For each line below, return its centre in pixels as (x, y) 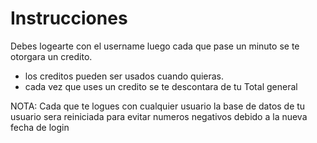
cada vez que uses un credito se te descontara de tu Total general (161, 86)
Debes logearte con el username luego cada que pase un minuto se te (155, 46)
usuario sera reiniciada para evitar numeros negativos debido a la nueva (159, 116)
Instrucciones (69, 18)
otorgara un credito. (51, 56)
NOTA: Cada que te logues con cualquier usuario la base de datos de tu (158, 106)
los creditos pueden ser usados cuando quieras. (124, 76)
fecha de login (40, 127)
